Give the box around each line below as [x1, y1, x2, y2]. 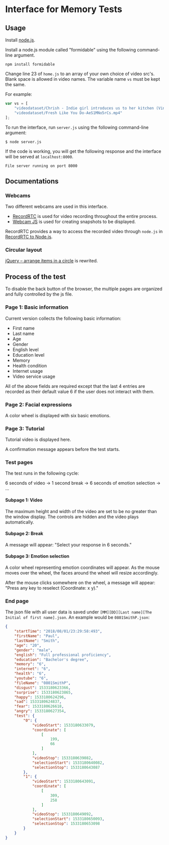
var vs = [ [5, 101, 28, 106]
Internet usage [12, 368, 43, 374]
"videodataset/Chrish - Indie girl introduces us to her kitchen [14, 105, 154, 110]
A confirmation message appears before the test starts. [5, 446, 120, 453]
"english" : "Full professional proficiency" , [14, 652, 112, 657]
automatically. [5, 519, 34, 525]
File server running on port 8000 [5, 163, 78, 168]
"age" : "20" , [14, 643, 42, 648]
